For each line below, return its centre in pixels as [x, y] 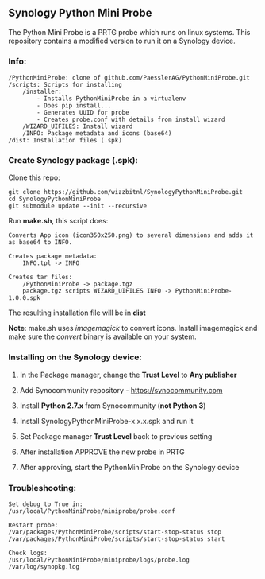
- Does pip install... [74, 106]
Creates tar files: [40, 278]
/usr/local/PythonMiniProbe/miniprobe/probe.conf [92, 511]
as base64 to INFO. [40, 243]
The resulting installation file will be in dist [77, 313]
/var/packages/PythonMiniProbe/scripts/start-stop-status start [117, 539]
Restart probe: [33, 525]
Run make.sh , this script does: [58, 221]
